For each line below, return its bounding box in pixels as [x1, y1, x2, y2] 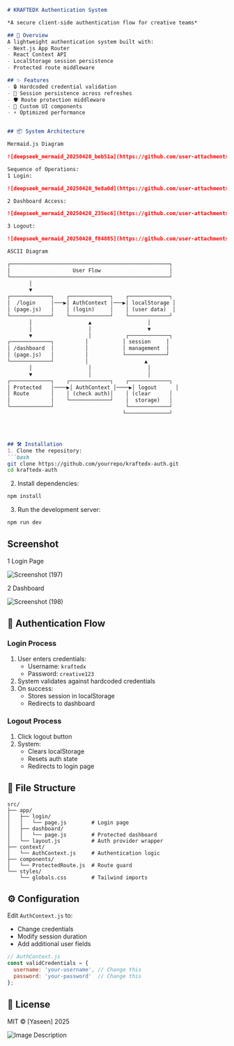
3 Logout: [7, 223, 36, 230]
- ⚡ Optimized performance [7, 109, 86, 117]
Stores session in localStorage [27, 691, 115, 700]
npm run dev [7, 519, 42, 526]
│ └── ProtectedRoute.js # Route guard [7, 862, 132, 869]
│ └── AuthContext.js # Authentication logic [7, 849, 160, 857]
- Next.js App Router [7, 45, 70, 52]
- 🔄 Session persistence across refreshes [7, 89, 132, 97]
